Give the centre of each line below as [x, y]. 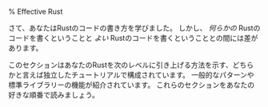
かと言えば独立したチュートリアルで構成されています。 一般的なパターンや [131, 75]
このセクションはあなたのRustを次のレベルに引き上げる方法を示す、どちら [131, 65]
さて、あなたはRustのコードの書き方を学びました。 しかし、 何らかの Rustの [134, 28]
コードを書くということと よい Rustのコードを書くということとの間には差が [133, 38]
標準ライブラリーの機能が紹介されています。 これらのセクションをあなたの [132, 85]
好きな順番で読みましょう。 [54, 95]
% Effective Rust [36, 12]
